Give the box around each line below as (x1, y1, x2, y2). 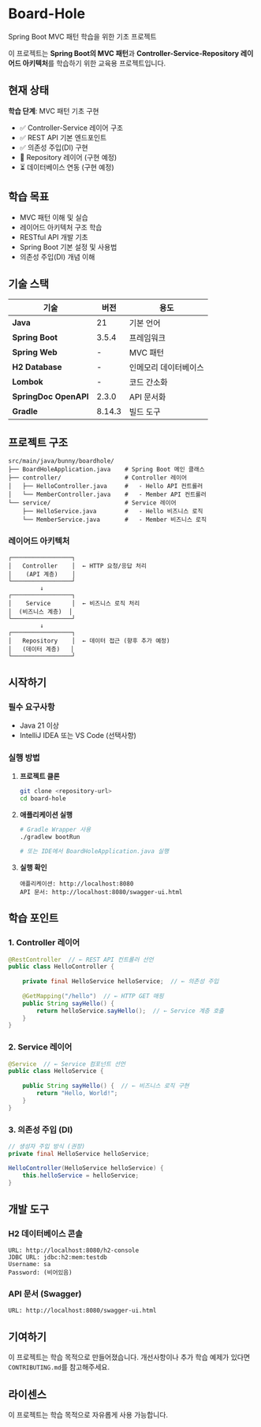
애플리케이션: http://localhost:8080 (19, 880, 134, 888)
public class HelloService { (8, 1067, 104, 1075)
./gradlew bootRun (19, 833, 80, 841)
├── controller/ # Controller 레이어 (8, 474, 188, 482)
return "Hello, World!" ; (36, 1090, 118, 1097)
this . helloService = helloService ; (22, 1172, 140, 1179)
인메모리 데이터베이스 (129, 362, 204, 373)
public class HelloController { (8, 963, 114, 971)
